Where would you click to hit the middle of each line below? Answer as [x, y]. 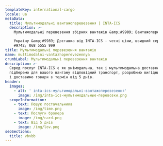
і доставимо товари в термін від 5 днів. [52, 77]
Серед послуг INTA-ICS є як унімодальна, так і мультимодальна [74, 68]
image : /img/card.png [40, 118]
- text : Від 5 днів [33, 122]
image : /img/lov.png [39, 127]
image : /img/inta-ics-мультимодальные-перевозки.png [72, 95]
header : [13, 82]
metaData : [15, 18]
